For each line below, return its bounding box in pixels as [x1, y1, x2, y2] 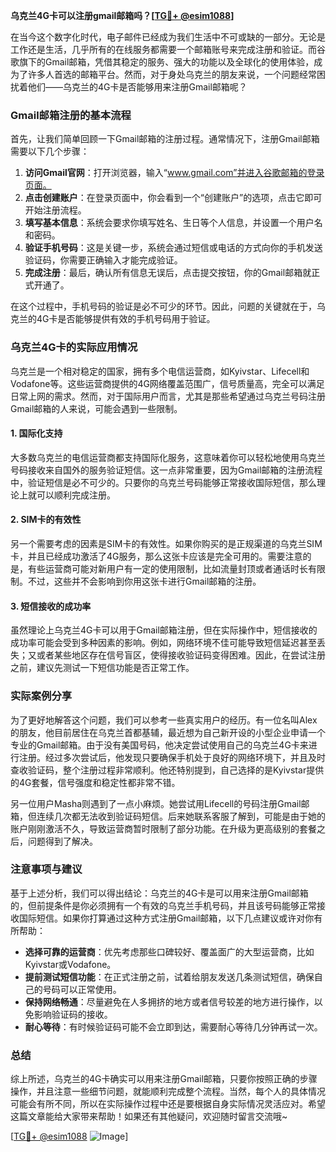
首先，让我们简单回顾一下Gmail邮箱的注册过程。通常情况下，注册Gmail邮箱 [10, 133, 320, 145]
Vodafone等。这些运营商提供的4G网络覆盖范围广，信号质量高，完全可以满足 [10, 377, 325, 389]
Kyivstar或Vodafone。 [24, 958, 117, 970]
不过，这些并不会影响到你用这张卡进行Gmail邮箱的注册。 [27, 575, 262, 587]
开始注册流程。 [24, 204, 87, 216]
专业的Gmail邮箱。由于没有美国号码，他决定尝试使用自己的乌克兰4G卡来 [10, 739, 309, 751]
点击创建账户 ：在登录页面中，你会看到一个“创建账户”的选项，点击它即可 [24, 192, 323, 204]
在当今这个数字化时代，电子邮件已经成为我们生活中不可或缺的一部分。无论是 [10, 31, 326, 43]
